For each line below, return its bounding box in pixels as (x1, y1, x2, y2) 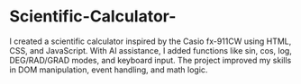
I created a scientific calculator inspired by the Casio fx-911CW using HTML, (9, 36, 292, 46)
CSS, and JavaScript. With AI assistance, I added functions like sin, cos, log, (9, 45, 293, 55)
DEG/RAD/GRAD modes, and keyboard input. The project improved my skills (9, 55, 292, 65)
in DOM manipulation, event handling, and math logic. (9, 64, 208, 75)
